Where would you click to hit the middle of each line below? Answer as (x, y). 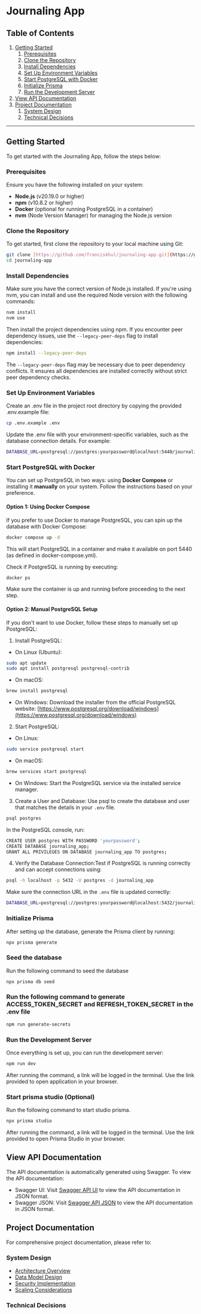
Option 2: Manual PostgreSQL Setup (52, 609)
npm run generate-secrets (38, 1024)
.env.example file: (28, 412)
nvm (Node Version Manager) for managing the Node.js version (93, 215)
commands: (21, 302)
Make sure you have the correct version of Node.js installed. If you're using (99, 289)
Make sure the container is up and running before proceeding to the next (96, 589)
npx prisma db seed (31, 982)
